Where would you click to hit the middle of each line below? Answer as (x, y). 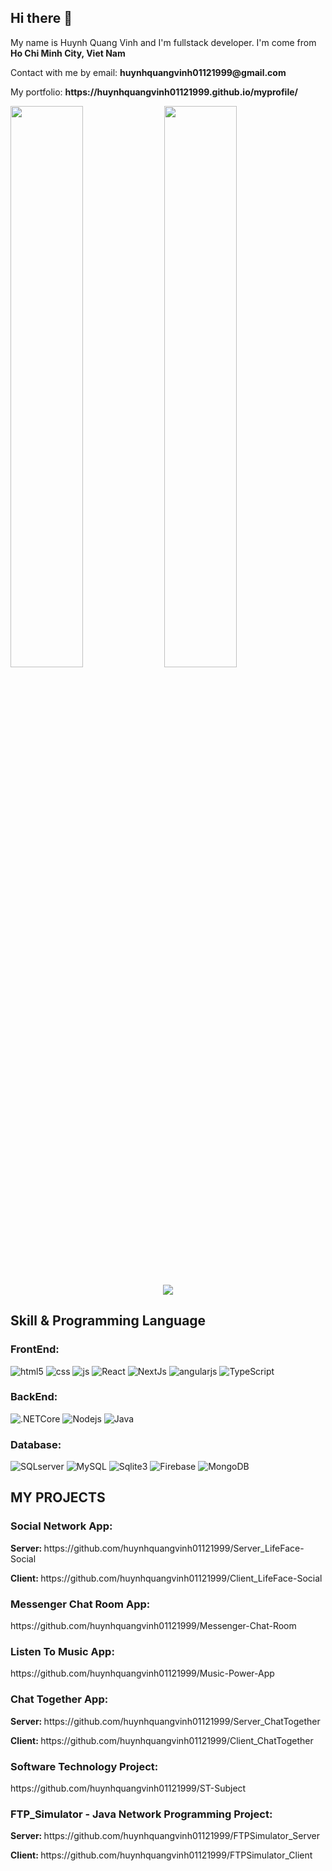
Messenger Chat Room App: (80, 1604)
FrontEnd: (35, 1349)
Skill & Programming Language (108, 1321)
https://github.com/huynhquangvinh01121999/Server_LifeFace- (174, 1548)
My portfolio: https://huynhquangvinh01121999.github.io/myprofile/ (154, 92)
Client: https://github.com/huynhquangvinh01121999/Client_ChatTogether (162, 1740)
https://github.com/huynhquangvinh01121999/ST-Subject (128, 1788)
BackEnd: (34, 1397)
